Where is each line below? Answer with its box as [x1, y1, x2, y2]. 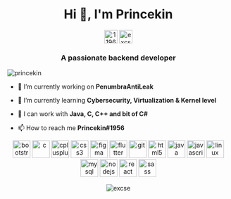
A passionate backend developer [61, 53, 176, 63]
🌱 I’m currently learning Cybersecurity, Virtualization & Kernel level [17, 96, 217, 105]
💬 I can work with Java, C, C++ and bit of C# [17, 110, 148, 118]
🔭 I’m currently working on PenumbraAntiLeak [17, 82, 154, 91]
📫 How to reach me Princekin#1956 [17, 124, 125, 132]
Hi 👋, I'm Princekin [63, 6, 173, 23]
